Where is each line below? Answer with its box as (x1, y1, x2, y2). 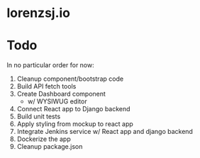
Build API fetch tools (16, 82, 77, 91)
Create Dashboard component (16, 90, 106, 98)
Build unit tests (16, 112, 61, 121)
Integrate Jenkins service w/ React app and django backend (16, 128, 193, 136)
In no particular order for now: (6, 61, 94, 69)
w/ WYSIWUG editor (27, 97, 87, 106)
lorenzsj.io (6, 5, 71, 21)
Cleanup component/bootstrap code (16, 74, 124, 83)
